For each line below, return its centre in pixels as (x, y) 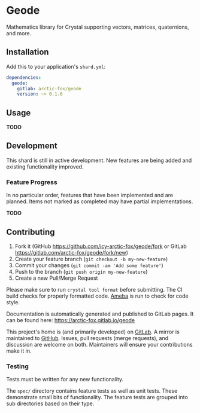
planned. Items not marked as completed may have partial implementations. (100, 201)
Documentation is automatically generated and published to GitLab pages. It (100, 314)
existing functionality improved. (45, 166)
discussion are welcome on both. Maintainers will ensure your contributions (99, 344)
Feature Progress (32, 182)
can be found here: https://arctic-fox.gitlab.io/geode (71, 320)
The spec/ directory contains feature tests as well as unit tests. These (92, 391)
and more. (19, 33)
